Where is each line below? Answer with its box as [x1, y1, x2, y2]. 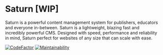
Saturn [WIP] [5, 3, 59, 15]
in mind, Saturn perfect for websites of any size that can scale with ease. [5, 35, 153, 41]
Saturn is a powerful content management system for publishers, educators [5, 19, 158, 25]
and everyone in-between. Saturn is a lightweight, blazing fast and [5, 24, 140, 30]
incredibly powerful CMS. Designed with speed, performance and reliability [5, 30, 158, 36]
